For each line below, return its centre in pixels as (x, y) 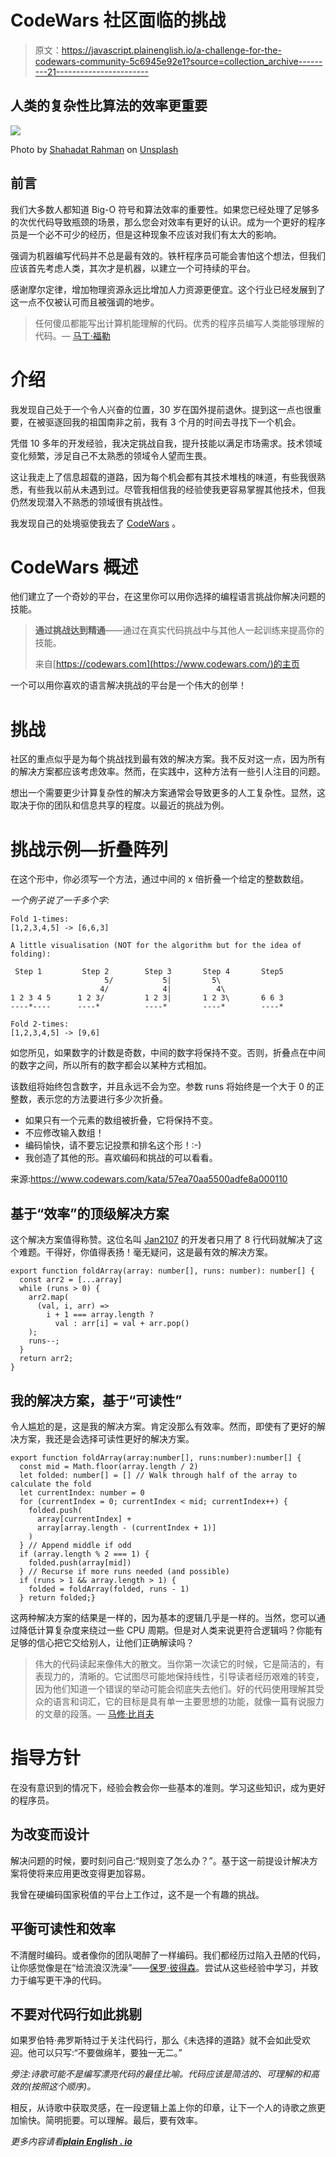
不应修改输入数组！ (64, 1133)
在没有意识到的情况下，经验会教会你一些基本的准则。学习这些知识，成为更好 (168, 1787)
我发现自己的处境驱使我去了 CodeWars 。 (96, 523)
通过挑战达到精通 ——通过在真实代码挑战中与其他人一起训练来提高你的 (179, 630)
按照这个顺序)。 (64, 2087)
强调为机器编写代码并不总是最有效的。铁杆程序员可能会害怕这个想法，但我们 (168, 255)
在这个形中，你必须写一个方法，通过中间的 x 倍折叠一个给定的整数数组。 (160, 879)
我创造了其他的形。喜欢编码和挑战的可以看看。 (121, 1158)
